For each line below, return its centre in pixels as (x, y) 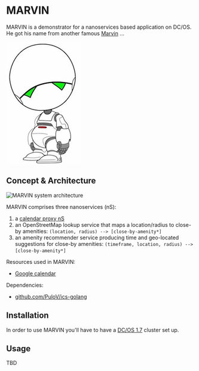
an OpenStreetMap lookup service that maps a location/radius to (94, 224)
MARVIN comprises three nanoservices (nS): (61, 206)
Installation (27, 316)
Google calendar (35, 273)
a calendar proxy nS (39, 218)
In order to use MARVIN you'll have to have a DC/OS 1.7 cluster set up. (93, 330)
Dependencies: (25, 285)
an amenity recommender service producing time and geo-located (97, 238)
